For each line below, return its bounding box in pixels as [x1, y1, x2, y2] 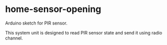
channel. [5, 35, 23, 41]
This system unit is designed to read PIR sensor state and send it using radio [5, 29, 163, 35]
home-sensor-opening [5, 3, 101, 15]
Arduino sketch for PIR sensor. [5, 20, 68, 26]
